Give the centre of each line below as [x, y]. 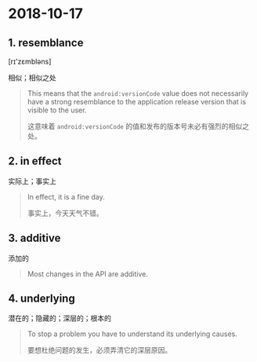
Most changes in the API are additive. [88, 274]
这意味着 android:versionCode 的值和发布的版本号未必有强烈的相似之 [138, 126]
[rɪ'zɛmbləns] [30, 61]
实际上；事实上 [32, 181]
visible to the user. [57, 110]
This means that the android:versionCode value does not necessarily [138, 93]
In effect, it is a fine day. [66, 196]
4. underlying [42, 299]
